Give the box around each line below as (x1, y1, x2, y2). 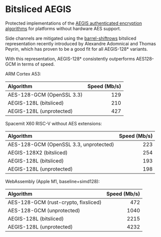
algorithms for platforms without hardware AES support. (5, 25, 121, 31)
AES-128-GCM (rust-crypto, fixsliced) (8, 199, 102, 206)
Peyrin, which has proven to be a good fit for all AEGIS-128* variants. (5, 46, 148, 52)
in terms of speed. (17, 61, 55, 67)
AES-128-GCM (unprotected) (8, 207, 80, 214)
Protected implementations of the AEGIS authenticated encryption (5, 20, 142, 26)
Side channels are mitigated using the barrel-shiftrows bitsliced (5, 35, 137, 41)
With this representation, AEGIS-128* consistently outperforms (5, 55, 135, 61)
